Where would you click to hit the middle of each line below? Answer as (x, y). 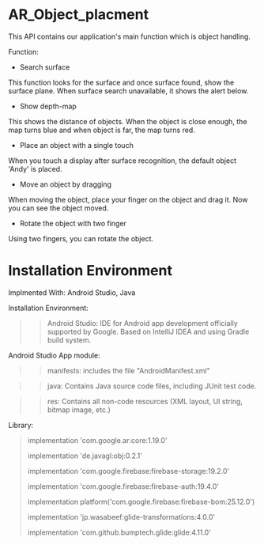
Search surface (45, 67)
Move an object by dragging (66, 184)
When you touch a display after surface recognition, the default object (123, 161)
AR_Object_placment (78, 15)
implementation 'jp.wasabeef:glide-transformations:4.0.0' (121, 517)
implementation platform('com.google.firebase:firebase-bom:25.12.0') (141, 501)
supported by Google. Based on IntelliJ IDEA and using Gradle (148, 331)
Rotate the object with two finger (73, 223)
